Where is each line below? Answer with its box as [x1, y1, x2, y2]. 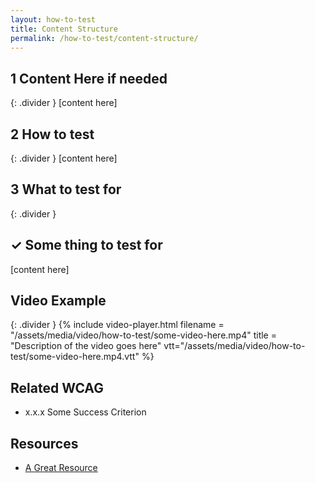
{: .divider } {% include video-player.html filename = [10, 319, 225, 331]
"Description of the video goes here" [10, 340, 162, 352]
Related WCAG [10, 379, 104, 396]
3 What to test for [10, 181, 122, 198]
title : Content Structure [10, 24, 118, 34]
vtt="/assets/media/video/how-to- [163, 340, 306, 352]
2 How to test [10, 126, 95, 143]
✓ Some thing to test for [10, 237, 163, 254]
